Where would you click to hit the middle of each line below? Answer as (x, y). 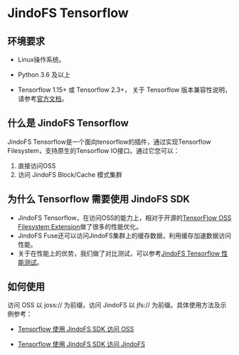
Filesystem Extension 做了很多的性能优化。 (80, 226)
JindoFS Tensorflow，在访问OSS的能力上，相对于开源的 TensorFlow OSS (124, 218)
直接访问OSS (37, 166)
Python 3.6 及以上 (44, 75)
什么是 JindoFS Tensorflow (68, 123)
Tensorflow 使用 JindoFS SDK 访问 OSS (76, 329)
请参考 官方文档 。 (43, 99)
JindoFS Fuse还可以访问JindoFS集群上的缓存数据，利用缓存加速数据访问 (124, 235)
